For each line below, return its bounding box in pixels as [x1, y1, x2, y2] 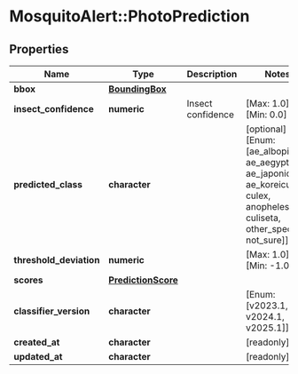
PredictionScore [108, 274, 179, 286]
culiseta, [245, 211, 281, 224]
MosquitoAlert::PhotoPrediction [9, 6, 250, 27]
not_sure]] [245, 234, 289, 246]
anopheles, [245, 201, 293, 212]
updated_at [13, 351, 63, 362]
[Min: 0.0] [245, 108, 287, 121]
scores [13, 274, 43, 286]
